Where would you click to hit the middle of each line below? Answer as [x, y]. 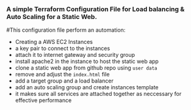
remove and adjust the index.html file [62, 75]
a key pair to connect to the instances [63, 48]
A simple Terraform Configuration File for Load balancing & [95, 9]
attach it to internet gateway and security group [75, 55]
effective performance [43, 100]
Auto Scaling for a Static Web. [52, 16]
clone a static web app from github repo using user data [86, 68]
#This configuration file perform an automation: [66, 30]
